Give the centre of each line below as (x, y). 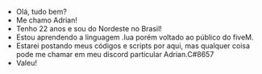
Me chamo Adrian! (47, 20)
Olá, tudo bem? (41, 12)
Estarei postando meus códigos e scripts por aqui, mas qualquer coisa (133, 46)
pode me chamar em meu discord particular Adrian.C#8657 (115, 54)
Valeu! (27, 63)
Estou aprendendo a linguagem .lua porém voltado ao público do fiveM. (135, 37)
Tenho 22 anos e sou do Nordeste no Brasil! (89, 29)
